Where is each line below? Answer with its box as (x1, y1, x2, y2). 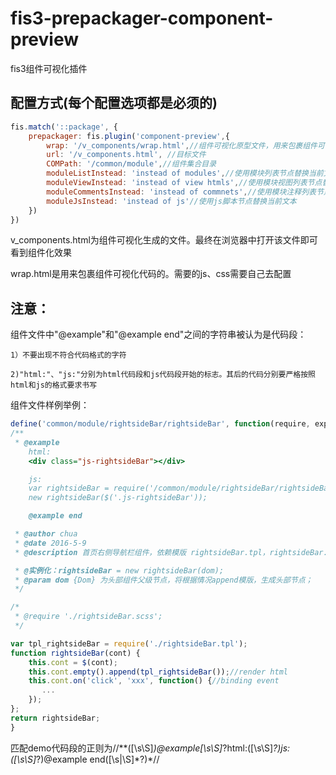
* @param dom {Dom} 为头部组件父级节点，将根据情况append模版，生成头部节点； (14, 575, 313, 585)
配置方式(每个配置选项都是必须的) (10, 95, 218, 112)
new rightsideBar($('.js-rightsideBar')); (28, 493, 208, 503)
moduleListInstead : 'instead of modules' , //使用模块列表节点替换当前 (46, 168, 324, 179)
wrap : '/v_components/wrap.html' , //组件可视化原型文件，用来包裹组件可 (46, 140, 325, 151)
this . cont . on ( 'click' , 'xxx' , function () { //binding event (28, 676, 280, 686)
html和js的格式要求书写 (10, 380, 98, 391)
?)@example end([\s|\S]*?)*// (36, 753, 160, 765)
